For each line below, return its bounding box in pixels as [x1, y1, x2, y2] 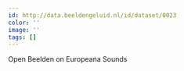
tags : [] [8, 33, 37, 41]
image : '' [8, 26, 41, 34]
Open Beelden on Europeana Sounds [8, 55, 128, 64]
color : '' [8, 19, 41, 27]
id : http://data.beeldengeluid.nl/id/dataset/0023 [8, 11, 177, 20]
